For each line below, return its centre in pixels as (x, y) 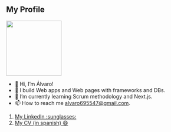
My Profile (26, 10)
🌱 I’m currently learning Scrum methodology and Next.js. (83, 96)
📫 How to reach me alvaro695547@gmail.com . (73, 103)
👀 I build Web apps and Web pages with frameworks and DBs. (90, 90)
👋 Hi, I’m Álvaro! (34, 84)
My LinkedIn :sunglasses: (45, 116)
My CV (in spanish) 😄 (41, 123)
